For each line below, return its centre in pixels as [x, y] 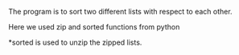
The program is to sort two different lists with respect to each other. [120, 12]
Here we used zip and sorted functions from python [94, 27]
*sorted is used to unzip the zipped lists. [75, 42]
